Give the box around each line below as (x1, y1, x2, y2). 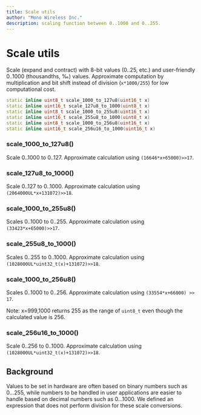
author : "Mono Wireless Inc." (6, 15, 83, 21)
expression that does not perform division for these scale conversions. (6, 402, 183, 410)
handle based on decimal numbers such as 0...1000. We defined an (6, 396, 174, 403)
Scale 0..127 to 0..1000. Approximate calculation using (6, 183, 140, 190)
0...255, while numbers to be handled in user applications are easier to (6, 389, 182, 396)
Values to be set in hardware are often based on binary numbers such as (6, 383, 188, 390)
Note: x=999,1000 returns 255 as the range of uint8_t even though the (6, 307, 183, 314)
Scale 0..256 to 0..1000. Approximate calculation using (6, 342, 142, 349)
